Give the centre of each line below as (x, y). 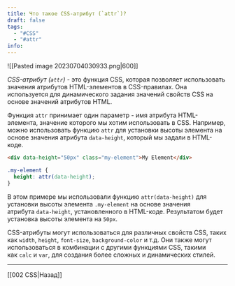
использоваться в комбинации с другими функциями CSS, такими (107, 247)
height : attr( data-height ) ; (55, 176)
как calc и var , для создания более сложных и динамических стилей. (111, 255)
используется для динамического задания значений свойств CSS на (110, 94)
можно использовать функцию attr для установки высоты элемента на (115, 130)
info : (15, 46)
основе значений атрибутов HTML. (60, 101)
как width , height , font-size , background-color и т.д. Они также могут (109, 240)
